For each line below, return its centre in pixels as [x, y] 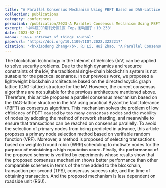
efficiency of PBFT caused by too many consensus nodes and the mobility [81, 113]
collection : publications [32, 14]
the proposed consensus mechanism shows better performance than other [82, 160]
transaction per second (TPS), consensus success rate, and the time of [78, 170]
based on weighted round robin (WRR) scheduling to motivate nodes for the [82, 144]
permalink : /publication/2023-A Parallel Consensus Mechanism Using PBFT [83, 23]
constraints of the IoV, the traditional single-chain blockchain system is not [81, 71]
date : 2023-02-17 [23, 33]
